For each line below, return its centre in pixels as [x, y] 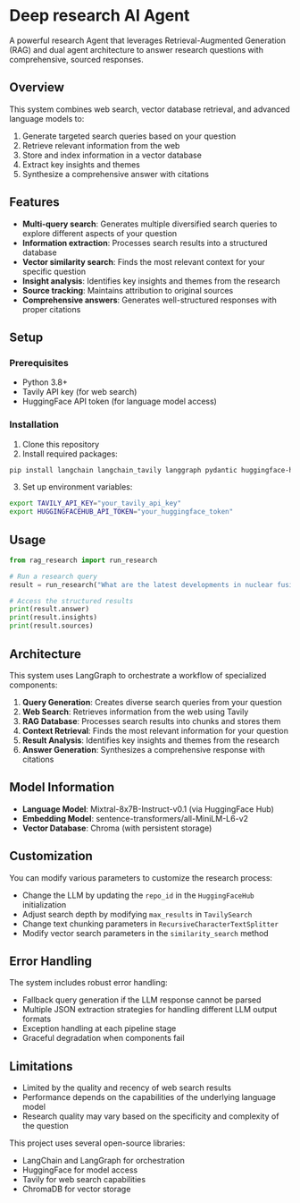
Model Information [62, 787]
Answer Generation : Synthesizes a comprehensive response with [143, 749]
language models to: [47, 118]
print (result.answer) [50, 610]
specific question [54, 271]
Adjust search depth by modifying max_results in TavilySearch [137, 914]
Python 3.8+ [45, 382]
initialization [44, 904]
